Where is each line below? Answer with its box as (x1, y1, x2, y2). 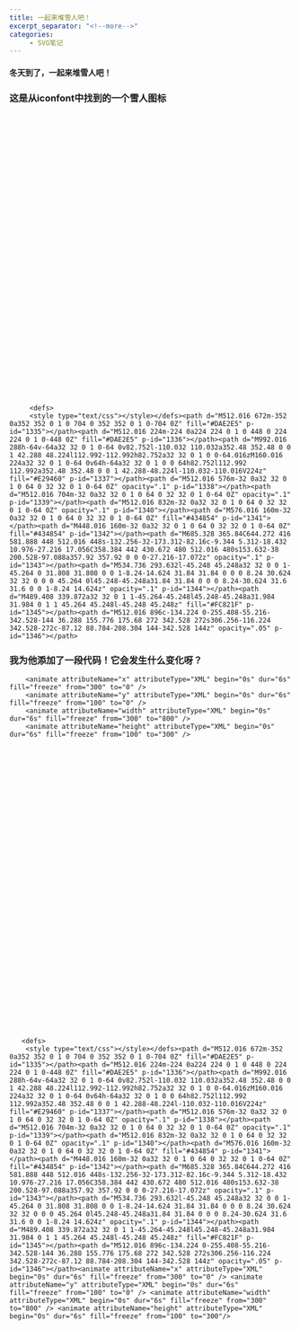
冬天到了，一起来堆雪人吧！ (9, 66, 112, 77)
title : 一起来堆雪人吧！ (9, 13, 92, 22)
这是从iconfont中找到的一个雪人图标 (9, 92, 167, 104)
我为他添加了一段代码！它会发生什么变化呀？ (9, 654, 203, 667)
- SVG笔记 (29, 38, 64, 48)
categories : (9, 30, 54, 39)
